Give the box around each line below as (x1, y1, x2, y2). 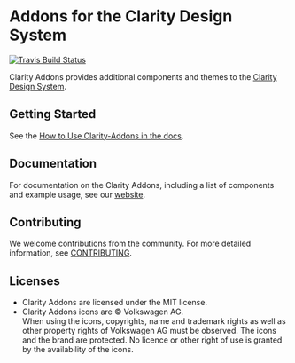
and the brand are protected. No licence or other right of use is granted (21, 335, 283, 345)
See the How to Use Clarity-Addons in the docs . (9, 130, 184, 141)
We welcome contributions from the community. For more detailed (9, 238, 252, 249)
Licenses (9, 273, 60, 288)
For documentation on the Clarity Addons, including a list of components (9, 179, 275, 190)
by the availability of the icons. (21, 344, 135, 355)
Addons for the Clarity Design (9, 6, 233, 27)
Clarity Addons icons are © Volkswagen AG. (21, 306, 184, 317)
